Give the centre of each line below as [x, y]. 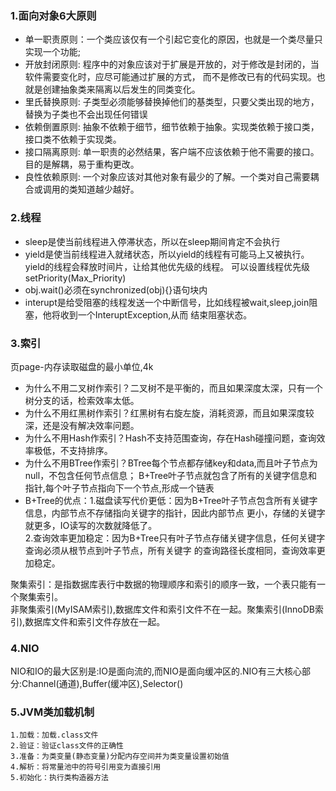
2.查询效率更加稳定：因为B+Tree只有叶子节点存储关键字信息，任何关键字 [175, 538]
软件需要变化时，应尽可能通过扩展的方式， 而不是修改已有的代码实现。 [170, 77]
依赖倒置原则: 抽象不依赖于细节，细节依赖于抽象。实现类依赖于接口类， [172, 127]
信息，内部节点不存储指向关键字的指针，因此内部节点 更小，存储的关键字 [175, 513]
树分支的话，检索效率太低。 [82, 400]
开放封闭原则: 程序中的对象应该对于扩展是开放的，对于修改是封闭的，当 [172, 64]
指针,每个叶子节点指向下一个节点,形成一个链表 [119, 488]
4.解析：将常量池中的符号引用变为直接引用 [86, 767]
